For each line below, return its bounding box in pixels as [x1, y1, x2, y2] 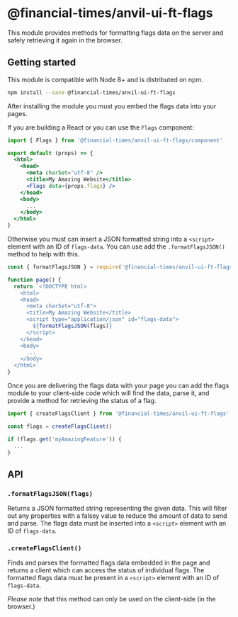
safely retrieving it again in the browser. [7, 35, 123, 44]
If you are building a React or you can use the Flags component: [7, 123, 195, 132]
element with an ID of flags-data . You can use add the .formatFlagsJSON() [7, 242, 225, 251]
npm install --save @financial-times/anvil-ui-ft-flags [7, 89, 176, 96]
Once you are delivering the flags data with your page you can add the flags [7, 381, 229, 390]
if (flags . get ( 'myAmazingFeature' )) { [7, 436, 122, 443]
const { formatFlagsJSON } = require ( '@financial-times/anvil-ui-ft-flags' [7, 264, 236, 271]
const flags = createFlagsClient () [7, 423, 113, 430]
